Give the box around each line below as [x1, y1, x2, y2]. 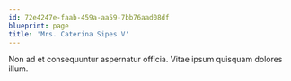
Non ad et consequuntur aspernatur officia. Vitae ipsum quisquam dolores [8, 54, 283, 65]
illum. [8, 63, 29, 74]
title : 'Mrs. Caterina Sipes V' [8, 29, 129, 38]
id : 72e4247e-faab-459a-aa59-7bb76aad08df [8, 12, 170, 22]
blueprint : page [8, 21, 69, 30]
